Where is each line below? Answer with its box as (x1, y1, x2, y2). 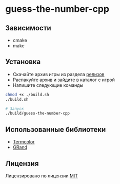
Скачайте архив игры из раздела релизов (12, 71, 105, 77)
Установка (5, 58, 41, 66)
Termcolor (12, 139, 35, 145)
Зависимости (5, 24, 51, 32)
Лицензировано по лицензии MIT (5, 173, 78, 179)
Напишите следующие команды (12, 82, 84, 88)
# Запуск (5, 106, 24, 111)
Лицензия (5, 159, 39, 168)
